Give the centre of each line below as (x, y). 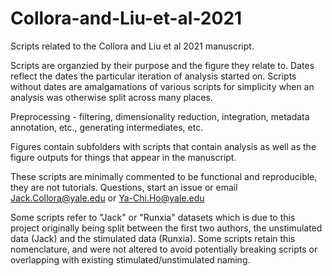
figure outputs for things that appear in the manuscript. (123, 157)
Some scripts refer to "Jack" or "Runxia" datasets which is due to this (153, 217)
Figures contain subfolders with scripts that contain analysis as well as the (163, 146)
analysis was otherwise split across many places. (111, 97)
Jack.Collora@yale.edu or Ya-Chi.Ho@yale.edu (107, 198)
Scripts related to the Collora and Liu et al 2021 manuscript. (132, 46)
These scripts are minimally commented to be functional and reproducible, (164, 176)
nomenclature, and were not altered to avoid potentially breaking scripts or (164, 249)
